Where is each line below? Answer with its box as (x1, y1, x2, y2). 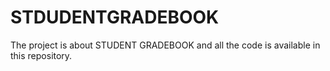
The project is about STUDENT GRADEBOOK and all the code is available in (10, 39, 321, 51)
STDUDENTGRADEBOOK (10, 6, 220, 29)
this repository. (10, 49, 73, 61)
